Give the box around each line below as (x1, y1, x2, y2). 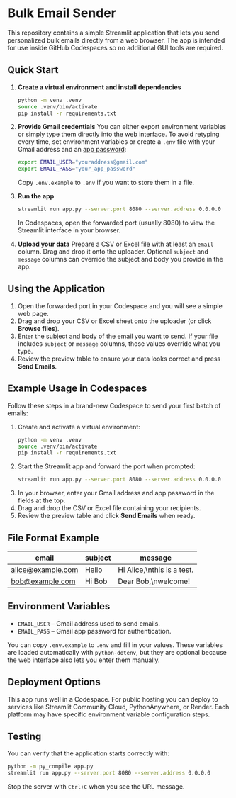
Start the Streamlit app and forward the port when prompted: (17, 462, 196, 471)
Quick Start (7, 64, 59, 76)
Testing (7, 730, 42, 742)
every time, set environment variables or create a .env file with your (17, 137, 215, 146)
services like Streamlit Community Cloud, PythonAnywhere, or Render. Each (7, 702, 230, 711)
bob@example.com (11, 576, 76, 586)
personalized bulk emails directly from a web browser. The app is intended (7, 35, 225, 44)
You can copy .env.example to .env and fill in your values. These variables (7, 640, 223, 649)
